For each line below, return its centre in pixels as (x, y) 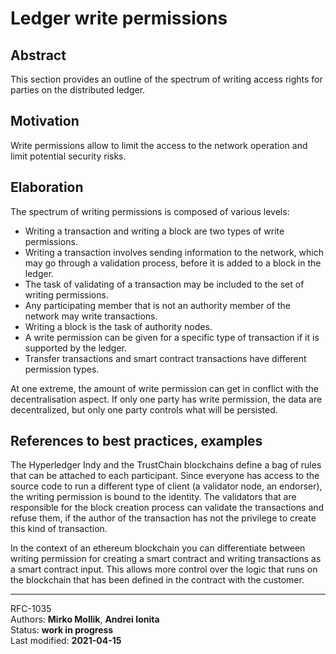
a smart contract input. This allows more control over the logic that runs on (164, 569)
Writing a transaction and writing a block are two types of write (154, 231)
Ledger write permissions (119, 18)
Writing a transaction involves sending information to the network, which (174, 252)
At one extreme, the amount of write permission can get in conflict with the (164, 388)
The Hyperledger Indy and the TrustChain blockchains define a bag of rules (166, 465)
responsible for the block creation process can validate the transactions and (167, 508)
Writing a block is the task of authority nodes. (118, 326)
